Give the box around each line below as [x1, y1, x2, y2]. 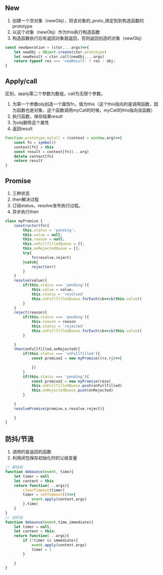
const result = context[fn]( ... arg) [14, 149, 90, 154]
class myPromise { [5, 219, 43, 224]
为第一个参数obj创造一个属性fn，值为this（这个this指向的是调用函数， [12, 101, 154, 107]
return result [14, 159, 43, 163]
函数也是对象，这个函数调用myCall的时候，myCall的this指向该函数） [16, 107, 156, 113]
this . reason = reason [31, 319, 76, 324]
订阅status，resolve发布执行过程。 [12, 202, 83, 208]
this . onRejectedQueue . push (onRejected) [31, 388, 113, 393]
